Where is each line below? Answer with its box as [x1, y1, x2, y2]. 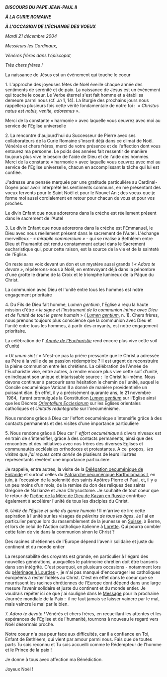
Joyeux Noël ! [5, 666, 34, 672]
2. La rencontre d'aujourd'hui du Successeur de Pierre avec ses [5, 133, 136, 138]
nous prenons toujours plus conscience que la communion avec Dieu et [5, 317, 152, 323]
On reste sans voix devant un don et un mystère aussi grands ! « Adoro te [5, 261, 156, 267]
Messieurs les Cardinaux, [5, 43, 58, 49]
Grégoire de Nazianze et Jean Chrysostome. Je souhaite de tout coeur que [5, 488, 159, 493]
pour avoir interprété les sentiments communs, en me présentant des [19, 184, 161, 190]
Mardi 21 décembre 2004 [5, 33, 57, 39]
